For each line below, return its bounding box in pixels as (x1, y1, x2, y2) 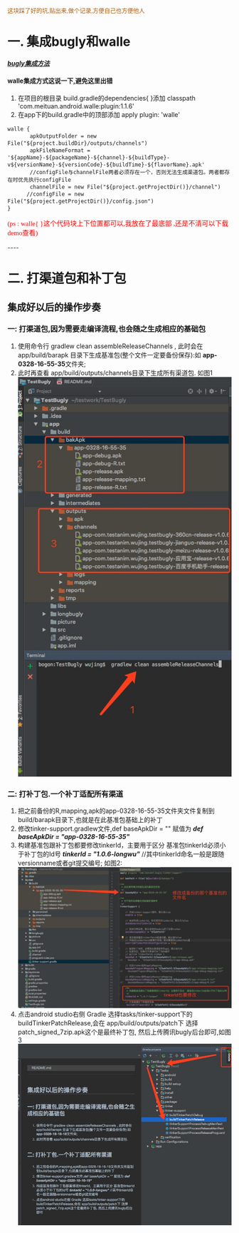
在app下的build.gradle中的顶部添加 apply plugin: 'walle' (17, 110, 181, 118)
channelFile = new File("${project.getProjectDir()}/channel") (29, 183, 221, 191)
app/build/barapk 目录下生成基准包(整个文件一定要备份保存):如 (17, 350, 201, 359)
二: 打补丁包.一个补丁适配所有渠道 (7, 788, 124, 798)
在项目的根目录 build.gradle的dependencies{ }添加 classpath (17, 93, 196, 102)
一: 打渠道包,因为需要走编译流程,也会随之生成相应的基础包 (7, 324, 206, 334)
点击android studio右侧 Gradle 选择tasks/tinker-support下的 (17, 1010, 193, 1018)
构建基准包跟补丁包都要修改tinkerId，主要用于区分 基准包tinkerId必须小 (17, 841, 226, 850)
